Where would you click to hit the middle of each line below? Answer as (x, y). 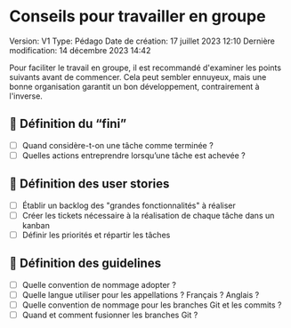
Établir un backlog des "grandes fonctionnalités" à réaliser (129, 205)
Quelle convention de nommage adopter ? (99, 284)
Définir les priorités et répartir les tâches (96, 235)
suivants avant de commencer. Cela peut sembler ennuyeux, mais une (138, 76)
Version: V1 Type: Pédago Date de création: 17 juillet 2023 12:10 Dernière (142, 41)
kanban (36, 225)
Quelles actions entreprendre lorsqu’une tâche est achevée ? (134, 155)
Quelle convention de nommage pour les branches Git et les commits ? (152, 305)
